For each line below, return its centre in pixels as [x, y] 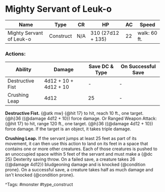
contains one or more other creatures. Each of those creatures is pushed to [81, 149]
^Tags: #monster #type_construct [39, 185]
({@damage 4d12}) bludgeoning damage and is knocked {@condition [75, 165]
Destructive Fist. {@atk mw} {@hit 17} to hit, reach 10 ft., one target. [74, 113]
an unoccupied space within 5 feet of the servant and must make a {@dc [79, 154]
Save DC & [101, 66]
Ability [24, 70]
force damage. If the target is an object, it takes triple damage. [68, 129]
